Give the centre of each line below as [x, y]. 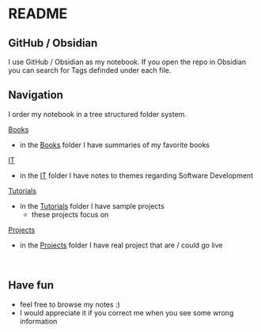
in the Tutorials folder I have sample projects [92, 206]
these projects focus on [70, 214]
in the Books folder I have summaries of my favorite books [115, 145]
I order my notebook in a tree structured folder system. [98, 114]
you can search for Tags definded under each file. [90, 70]
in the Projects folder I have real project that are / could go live [121, 245]
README [38, 14]
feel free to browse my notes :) [70, 304]
